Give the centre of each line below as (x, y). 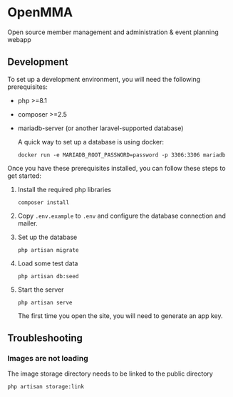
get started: (24, 176)
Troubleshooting (45, 338)
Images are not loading (48, 359)
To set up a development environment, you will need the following (104, 79)
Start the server (41, 290)
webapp (20, 39)
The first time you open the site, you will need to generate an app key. (120, 316)
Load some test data (48, 263)
